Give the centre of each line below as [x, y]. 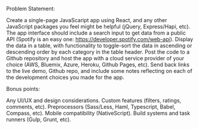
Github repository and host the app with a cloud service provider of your [95, 58]
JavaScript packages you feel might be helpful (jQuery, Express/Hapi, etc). [98, 27]
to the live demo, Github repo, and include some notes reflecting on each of [99, 71]
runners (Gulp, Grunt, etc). [39, 119]
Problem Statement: [31, 9]
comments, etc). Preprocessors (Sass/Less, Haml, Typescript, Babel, [91, 107]
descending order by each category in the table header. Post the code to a [98, 52]
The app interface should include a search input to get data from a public [96, 33]
